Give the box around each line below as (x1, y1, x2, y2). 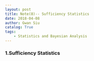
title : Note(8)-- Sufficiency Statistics (5, 12, 90, 16)
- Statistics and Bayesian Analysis (13, 34, 88, 39)
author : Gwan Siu (5, 20, 40, 25)
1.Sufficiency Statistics (5, 49, 60, 56)
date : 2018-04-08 (5, 16, 40, 21)
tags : (5, 29, 16, 34)
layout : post (5, 7, 31, 12)
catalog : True (5, 25, 34, 30)
